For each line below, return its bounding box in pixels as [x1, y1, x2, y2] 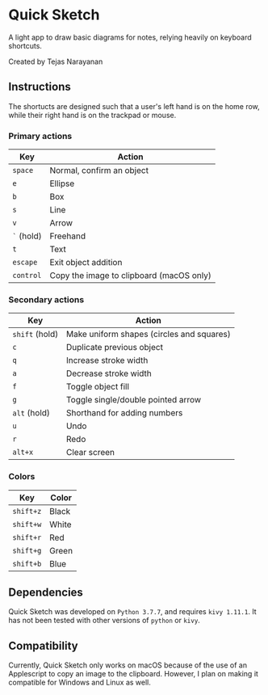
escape [12, 258, 38, 267]
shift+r [12, 533, 42, 542]
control [12, 271, 42, 280]
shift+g [12, 545, 42, 555]
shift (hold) [12, 329, 59, 340]
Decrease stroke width [65, 368, 152, 379]
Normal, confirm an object [49, 165, 149, 176]
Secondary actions [8, 293, 85, 305]
